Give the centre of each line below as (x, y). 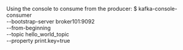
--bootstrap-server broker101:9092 (50, 21)
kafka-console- (158, 9)
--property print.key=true (38, 41)
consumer (19, 15)
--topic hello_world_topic (38, 34)
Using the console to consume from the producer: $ (72, 9)
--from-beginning (28, 28)
